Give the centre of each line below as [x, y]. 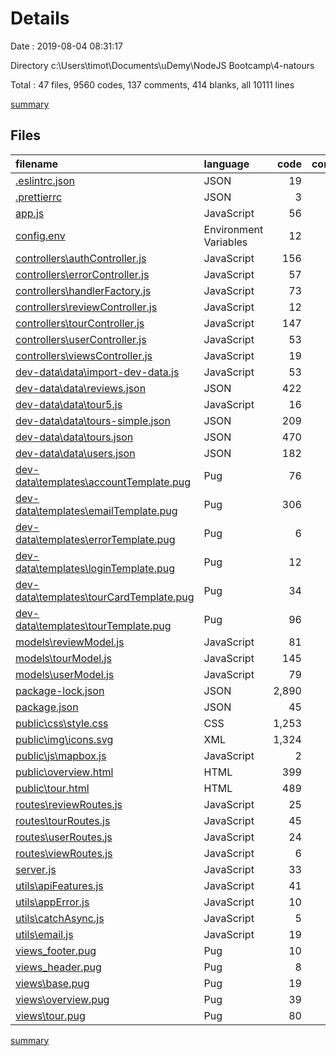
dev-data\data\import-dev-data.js [97, 372]
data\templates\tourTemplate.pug [93, 625]
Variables [225, 242]
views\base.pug [52, 983]
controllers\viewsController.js [84, 355]
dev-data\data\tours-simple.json [93, 420]
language [226, 164]
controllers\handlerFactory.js [83, 290]
